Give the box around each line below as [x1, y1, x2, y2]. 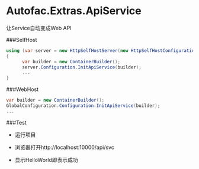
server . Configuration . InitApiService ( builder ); [21, 64, 142, 70]
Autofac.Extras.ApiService [6, 4, 142, 18]
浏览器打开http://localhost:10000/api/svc [14, 144, 114, 151]
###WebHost [6, 86, 39, 93]
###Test [6, 119, 27, 126]
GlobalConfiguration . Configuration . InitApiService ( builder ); [6, 103, 161, 109]
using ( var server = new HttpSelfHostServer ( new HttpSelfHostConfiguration [6, 47, 197, 54]
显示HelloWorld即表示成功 [14, 156, 78, 163]
